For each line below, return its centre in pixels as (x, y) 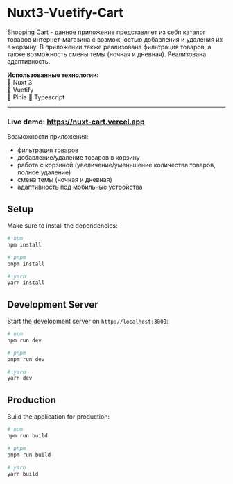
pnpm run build (29, 455)
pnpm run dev (26, 359)
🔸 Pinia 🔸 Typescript (36, 97)
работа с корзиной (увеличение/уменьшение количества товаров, (116, 165)
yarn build (23, 474)
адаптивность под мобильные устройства (80, 187)
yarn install (26, 283)
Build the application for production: (58, 417)
